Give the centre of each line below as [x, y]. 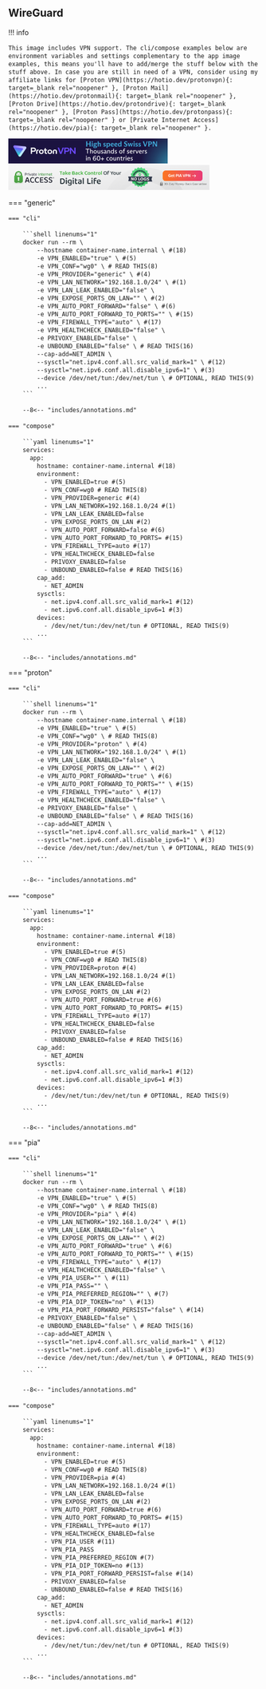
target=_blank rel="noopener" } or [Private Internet [100, 120]
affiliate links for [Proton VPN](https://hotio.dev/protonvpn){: [121, 80]
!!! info [19, 32]
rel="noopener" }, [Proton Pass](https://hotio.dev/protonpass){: [121, 112]
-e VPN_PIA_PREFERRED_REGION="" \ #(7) [103, 1294]
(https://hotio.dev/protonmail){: [66, 96]
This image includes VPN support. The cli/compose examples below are [128, 48]
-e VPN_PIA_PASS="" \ [73, 1286]
